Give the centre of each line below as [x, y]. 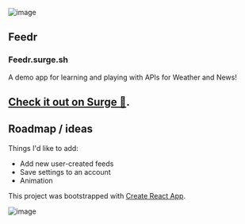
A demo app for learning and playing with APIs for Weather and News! [123, 77]
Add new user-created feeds [67, 164]
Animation [36, 180]
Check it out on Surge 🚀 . [69, 102]
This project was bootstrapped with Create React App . [97, 195]
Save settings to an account [65, 172]
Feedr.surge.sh [38, 60]
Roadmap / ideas [51, 129]
